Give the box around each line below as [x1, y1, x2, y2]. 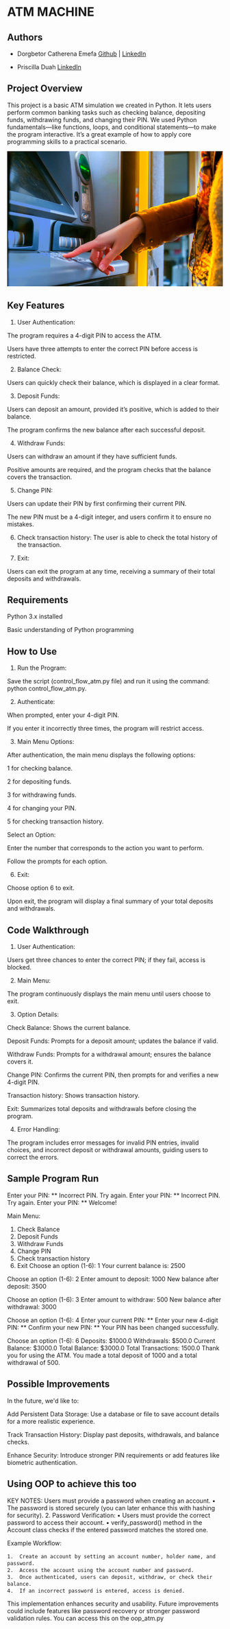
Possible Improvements [7, 1379, 110, 1390]
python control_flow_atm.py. [7, 684, 87, 693]
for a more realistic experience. [7, 1417, 95, 1425]
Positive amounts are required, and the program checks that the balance [7, 465, 212, 473]
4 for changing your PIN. [7, 804, 77, 812]
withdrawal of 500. [7, 1358, 60, 1366]
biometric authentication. [7, 1458, 78, 1466]
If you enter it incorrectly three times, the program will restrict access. [7, 725, 204, 733]
